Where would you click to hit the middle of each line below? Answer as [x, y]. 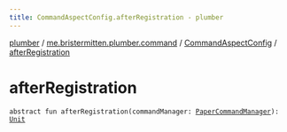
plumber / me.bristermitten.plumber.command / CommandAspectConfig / [143, 43]
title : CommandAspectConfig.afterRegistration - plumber [116, 17]
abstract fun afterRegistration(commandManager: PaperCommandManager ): [144, 112]
